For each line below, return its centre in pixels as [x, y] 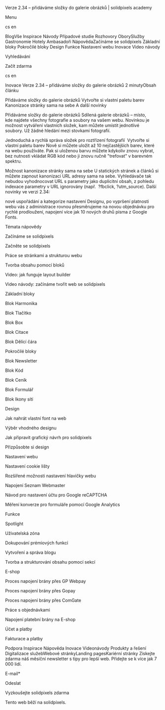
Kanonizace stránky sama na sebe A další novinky [56, 105]
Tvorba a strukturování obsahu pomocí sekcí [50, 562]
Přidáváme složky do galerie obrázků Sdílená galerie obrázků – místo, [76, 115]
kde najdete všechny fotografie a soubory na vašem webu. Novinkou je [77, 120]
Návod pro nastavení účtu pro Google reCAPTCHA [56, 495]
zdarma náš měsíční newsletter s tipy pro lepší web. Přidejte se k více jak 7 [81, 659]
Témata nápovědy [23, 227]
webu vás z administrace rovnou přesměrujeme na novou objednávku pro [80, 207]
